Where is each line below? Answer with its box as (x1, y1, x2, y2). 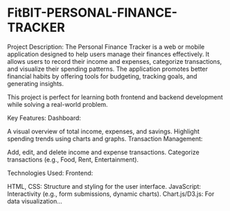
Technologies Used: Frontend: (7, 169, 94, 177)
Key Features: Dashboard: (7, 113, 82, 122)
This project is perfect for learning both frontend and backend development (7, 92, 223, 101)
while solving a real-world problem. (7, 100, 109, 108)
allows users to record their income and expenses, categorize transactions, (7, 57, 222, 65)
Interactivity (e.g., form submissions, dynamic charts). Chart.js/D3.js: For (7, 189, 215, 198)
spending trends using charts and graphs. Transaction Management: (7, 134, 203, 143)
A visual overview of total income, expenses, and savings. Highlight (7, 127, 200, 135)
